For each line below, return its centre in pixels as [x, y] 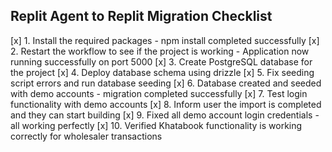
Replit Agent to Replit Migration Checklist [141, 16]
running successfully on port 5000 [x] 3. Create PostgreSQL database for [161, 61]
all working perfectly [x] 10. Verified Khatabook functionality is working [156, 125]
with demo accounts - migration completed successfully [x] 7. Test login [159, 93]
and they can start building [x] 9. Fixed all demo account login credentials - [165, 115]
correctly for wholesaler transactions [86, 136]
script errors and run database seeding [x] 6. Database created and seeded [166, 83]
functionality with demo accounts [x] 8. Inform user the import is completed [166, 104]
